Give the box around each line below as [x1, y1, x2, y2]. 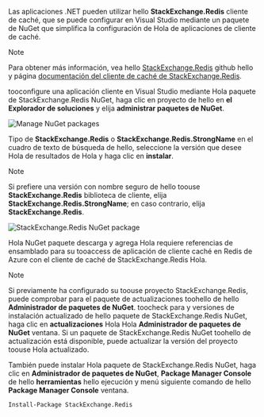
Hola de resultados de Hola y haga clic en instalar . [8, 151, 174, 160]
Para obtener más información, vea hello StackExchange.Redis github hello [8, 63, 254, 72]
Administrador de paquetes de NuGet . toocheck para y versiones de [8, 303, 235, 312]
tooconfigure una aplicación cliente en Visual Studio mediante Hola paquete [8, 87, 256, 96]
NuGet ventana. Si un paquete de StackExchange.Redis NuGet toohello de [8, 328, 251, 337]
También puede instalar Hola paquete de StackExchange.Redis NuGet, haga [8, 361, 256, 369]
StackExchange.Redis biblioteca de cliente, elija [8, 191, 167, 199]
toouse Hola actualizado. [8, 345, 90, 354]
